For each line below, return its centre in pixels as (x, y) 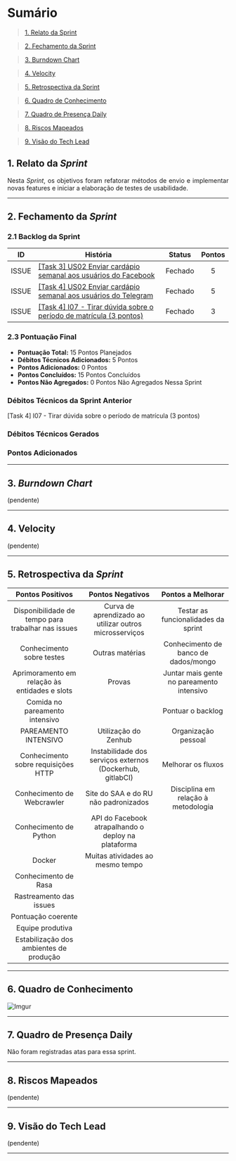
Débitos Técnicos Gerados (53, 434)
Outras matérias (119, 653)
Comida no (44, 702)
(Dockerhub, (119, 769)
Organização (193, 731)
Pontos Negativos (119, 594)
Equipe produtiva (44, 928)
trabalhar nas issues (44, 628)
